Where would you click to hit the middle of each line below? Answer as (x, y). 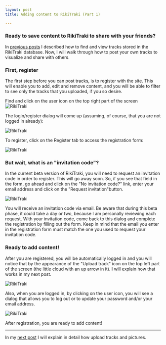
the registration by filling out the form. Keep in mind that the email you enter (82, 224)
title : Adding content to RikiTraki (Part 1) (53, 14)
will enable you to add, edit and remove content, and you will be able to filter (83, 86)
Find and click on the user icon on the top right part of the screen (72, 101)
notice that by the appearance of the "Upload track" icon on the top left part (83, 263)
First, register (22, 70)
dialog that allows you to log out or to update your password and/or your (79, 298)
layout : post (19, 10)
